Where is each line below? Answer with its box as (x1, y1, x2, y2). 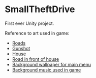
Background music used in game (12, 67, 81, 73)
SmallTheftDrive (5, 4, 75, 15)
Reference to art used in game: (5, 30, 70, 36)
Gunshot (12, 45, 30, 51)
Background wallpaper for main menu (12, 61, 91, 67)
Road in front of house (12, 56, 59, 62)
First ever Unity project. (5, 20, 54, 26)
